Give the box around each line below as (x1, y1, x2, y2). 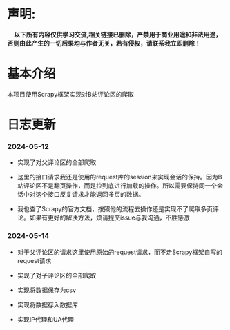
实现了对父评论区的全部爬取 (17, 158, 97, 166)
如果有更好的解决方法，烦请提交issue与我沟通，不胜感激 (29, 213, 190, 222)
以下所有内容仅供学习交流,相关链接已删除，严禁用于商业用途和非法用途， (13, 30, 222, 39)
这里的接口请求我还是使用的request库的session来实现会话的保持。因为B (17, 173, 222, 182)
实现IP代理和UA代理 (17, 315, 75, 323)
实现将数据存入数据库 (17, 300, 78, 309)
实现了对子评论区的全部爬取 (17, 271, 97, 280)
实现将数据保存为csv (17, 286, 77, 294)
